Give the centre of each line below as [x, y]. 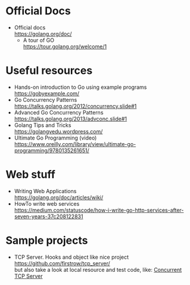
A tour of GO [39, 40]
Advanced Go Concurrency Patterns [59, 112]
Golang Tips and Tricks [43, 125]
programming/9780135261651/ [52, 150]
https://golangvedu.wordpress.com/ [58, 131]
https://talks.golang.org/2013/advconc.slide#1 [71, 119]
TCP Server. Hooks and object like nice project [71, 257]
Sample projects [47, 240]
